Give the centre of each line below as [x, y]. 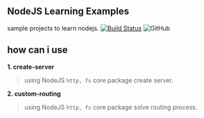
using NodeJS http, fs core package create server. [99, 80]
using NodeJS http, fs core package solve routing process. [111, 107]
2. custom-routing [34, 94]
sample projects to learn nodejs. [53, 28]
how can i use [37, 50]
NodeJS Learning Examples [68, 11]
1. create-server [31, 67]
